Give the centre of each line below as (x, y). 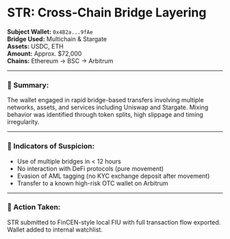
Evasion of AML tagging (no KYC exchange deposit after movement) (113, 176)
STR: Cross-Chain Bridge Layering (107, 13)
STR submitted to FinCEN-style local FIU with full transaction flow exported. (114, 222)
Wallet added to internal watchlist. (55, 229)
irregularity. (23, 122)
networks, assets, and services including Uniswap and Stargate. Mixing (108, 107)
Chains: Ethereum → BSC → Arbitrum (60, 60)
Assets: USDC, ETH (35, 46)
